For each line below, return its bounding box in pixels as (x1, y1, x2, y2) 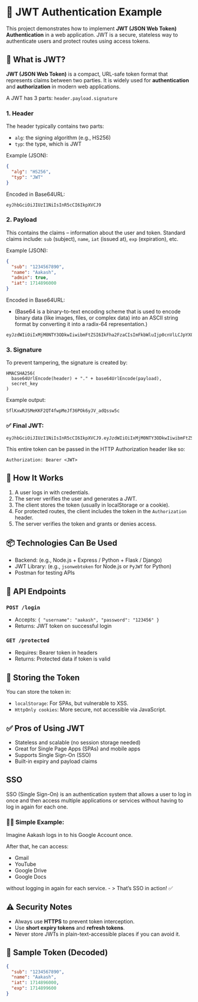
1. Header (6, 109, 34, 117)
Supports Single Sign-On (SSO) (14, 751, 91, 758)
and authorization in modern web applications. (6, 83, 121, 90)
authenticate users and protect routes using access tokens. (6, 37, 150, 44)
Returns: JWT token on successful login (14, 623, 112, 629)
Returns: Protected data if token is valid (14, 655, 111, 662)
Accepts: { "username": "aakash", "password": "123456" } (14, 616, 160, 623)
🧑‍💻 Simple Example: (6, 818, 65, 826)
